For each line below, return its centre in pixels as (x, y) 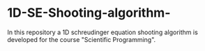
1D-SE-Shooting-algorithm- (89, 13)
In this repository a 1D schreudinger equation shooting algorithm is (103, 32)
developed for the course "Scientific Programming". (82, 39)
